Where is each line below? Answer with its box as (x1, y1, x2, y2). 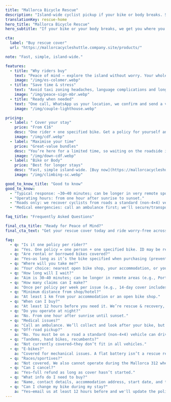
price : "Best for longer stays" (14, 163, 83, 168)
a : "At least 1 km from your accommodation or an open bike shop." (14, 294, 160, 300)
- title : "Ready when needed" (10, 96, 74, 102)
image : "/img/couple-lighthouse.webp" (14, 106, 97, 111)
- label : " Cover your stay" (10, 120, 72, 125)
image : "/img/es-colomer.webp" (14, 77, 81, 83)
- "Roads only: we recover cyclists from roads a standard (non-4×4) (10, 200, 160, 205)
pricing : (5, 115, 24, 120)
